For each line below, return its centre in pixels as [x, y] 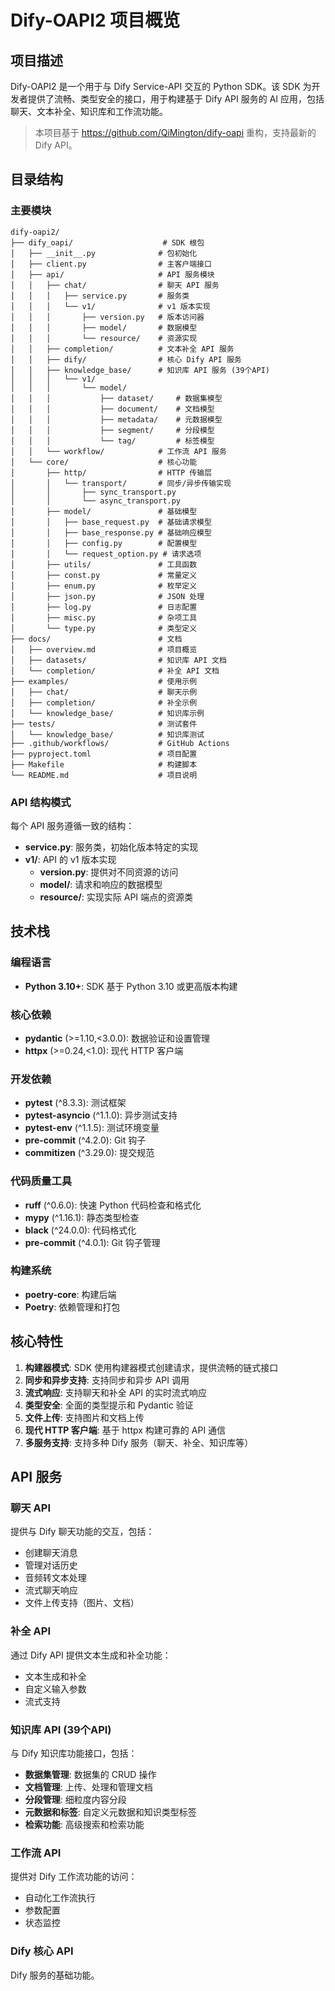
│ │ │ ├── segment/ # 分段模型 [112, 430]
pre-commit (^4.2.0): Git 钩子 [85, 1140]
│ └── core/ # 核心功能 [104, 462]
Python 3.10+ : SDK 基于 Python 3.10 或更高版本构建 [131, 986]
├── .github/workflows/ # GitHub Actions [120, 743]
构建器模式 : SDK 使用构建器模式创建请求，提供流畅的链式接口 [151, 1367]
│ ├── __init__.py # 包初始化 [104, 253]
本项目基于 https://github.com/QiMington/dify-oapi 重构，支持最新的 [175, 132]
